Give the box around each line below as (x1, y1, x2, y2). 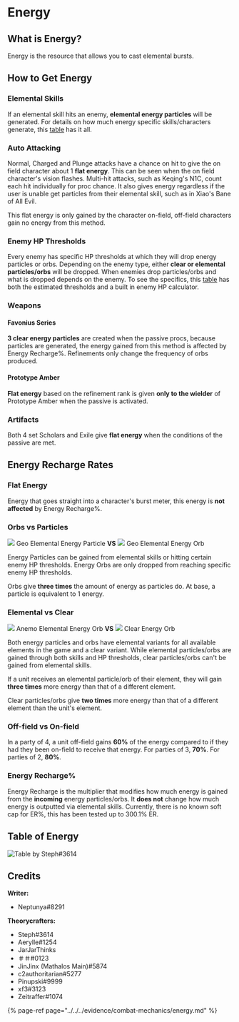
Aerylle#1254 (17, 938, 57, 946)
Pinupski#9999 (17, 977, 63, 986)
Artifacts (7, 415, 39, 425)
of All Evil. (7, 197, 37, 206)
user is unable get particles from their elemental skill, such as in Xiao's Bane (7, 189, 231, 198)
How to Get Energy (7, 72, 93, 84)
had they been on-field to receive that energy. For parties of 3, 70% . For (7, 745, 220, 754)
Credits (7, 870, 41, 882)
